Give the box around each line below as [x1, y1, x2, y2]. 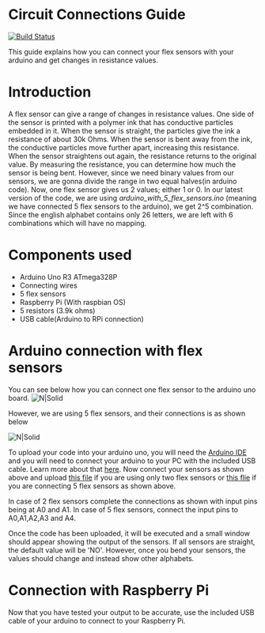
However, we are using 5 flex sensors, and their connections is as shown [8, 409, 246, 418]
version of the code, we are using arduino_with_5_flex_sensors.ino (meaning [8, 193, 257, 202]
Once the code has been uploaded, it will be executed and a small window [8, 528, 251, 538]
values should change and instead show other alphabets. [8, 553, 195, 563]
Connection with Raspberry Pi [8, 581, 210, 599]
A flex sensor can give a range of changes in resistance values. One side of [8, 109, 255, 119]
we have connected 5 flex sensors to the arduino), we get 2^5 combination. [8, 202, 254, 211]
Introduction [8, 83, 92, 101]
